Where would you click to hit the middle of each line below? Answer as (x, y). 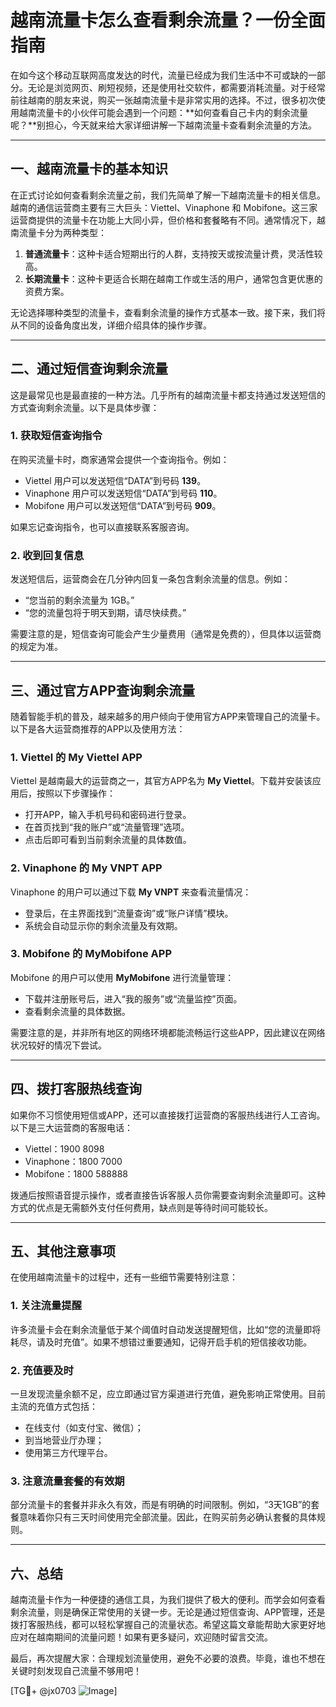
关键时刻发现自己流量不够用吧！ (76, 1671)
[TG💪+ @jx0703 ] (64, 1691)
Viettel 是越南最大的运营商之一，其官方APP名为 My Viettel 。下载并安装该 (161, 781)
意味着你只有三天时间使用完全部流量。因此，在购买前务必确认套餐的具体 (167, 1517)
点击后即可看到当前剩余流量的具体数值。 (108, 840)
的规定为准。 (36, 647)
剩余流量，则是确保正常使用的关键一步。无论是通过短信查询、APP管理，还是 (168, 1612)
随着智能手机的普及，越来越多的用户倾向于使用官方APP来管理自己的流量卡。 (168, 716)
